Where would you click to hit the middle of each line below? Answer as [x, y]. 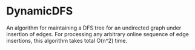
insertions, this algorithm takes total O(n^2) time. [67, 40]
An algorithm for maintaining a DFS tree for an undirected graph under [94, 28]
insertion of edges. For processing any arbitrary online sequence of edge [97, 34]
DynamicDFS [40, 11]
